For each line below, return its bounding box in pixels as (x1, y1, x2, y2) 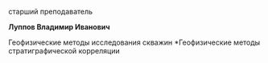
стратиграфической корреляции (8, 46, 120, 55)
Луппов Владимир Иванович (8, 22, 110, 31)
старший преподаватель (8, 7, 93, 16)
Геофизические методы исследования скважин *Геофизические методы (8, 37, 261, 47)
